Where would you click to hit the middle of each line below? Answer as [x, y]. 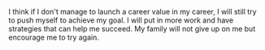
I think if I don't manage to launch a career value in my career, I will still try [132, 12]
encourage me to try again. [54, 37]
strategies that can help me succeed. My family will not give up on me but [132, 29]
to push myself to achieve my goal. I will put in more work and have [121, 20]
